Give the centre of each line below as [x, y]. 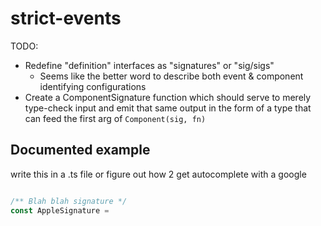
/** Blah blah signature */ [69, 201]
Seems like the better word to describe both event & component [171, 76]
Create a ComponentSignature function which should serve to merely [168, 97]
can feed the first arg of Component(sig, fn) [115, 118]
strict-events [66, 18]
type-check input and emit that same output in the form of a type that [168, 108]
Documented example [80, 150]
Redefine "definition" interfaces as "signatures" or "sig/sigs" [149, 65]
